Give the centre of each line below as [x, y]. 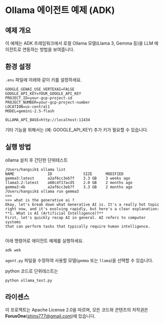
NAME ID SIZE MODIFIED [64, 174]
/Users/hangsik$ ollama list [35, 169]
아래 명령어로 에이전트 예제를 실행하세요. [44, 240]
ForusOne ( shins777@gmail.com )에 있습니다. [50, 316]
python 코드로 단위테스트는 [32, 271]
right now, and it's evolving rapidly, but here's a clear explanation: [82, 209]
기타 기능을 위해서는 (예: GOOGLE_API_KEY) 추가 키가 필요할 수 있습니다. [77, 129]
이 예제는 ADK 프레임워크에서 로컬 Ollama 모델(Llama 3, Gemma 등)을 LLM [79, 43]
